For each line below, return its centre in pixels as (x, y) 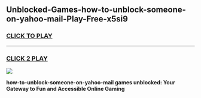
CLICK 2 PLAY (27, 58)
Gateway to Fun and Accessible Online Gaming (66, 88)
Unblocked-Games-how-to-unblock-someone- (96, 10)
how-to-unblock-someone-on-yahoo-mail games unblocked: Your (91, 82)
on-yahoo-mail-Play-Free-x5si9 (67, 19)
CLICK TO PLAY (29, 36)
